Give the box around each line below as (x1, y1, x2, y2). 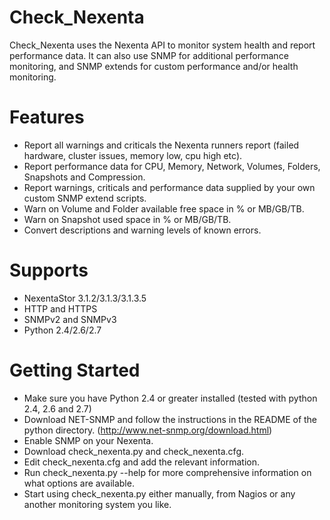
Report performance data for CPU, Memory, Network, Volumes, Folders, (23, 160, 321, 172)
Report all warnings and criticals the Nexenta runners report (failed (23, 139, 300, 151)
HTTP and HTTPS (23, 302, 98, 315)
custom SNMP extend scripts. (23, 192, 147, 204)
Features (9, 106, 85, 129)
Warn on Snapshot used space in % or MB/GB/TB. (23, 213, 232, 225)
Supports (9, 259, 89, 282)
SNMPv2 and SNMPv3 (23, 313, 117, 325)
